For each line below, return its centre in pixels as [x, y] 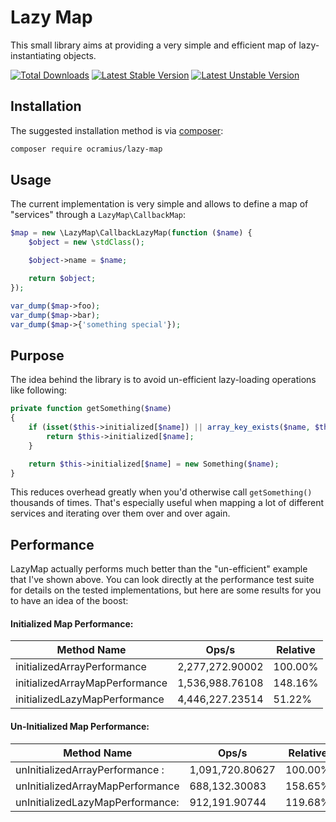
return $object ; [62, 279]
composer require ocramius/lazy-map [86, 149]
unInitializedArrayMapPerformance [97, 786]
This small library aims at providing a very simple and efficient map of [153, 45]
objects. [80, 55]
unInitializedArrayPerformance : [90, 769]
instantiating [36, 55]
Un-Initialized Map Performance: [80, 726]
